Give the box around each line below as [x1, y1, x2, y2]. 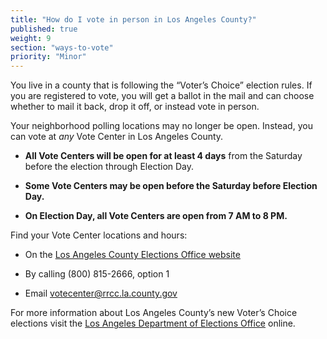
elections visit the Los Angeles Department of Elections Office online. [10, 317, 296, 330]
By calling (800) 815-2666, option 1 [24, 268, 170, 280]
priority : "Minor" [10, 52, 87, 62]
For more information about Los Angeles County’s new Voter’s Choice [10, 307, 298, 319]
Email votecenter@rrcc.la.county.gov [24, 287, 178, 300]
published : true [10, 24, 78, 34]
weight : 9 [10, 33, 52, 43]
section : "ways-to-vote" [10, 42, 114, 53]
